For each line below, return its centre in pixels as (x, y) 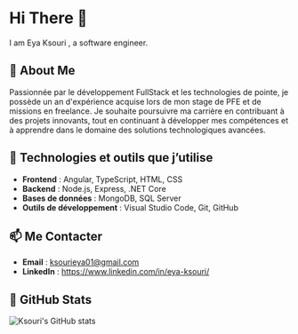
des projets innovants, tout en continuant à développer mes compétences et (149, 120)
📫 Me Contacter (56, 236)
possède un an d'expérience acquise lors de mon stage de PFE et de (135, 101)
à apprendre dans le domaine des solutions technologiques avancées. (137, 130)
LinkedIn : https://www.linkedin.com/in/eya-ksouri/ (116, 272)
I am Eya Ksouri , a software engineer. (79, 43)
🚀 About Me (42, 71)
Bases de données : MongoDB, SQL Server (102, 198)
